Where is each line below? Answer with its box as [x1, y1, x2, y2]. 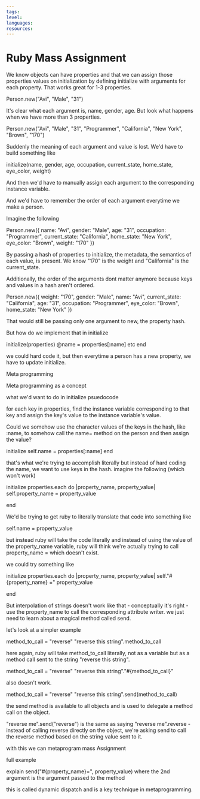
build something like [6, 149, 56, 156]
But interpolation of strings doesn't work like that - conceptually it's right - [6, 602, 189, 609]
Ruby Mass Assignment [6, 52, 127, 65]
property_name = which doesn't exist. [6, 549, 100, 556]
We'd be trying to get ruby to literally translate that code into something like [6, 513, 192, 520]
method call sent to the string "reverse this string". [6, 656, 130, 663]
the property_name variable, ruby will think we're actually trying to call [6, 543, 179, 550]
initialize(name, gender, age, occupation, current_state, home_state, [6, 161, 173, 168]
